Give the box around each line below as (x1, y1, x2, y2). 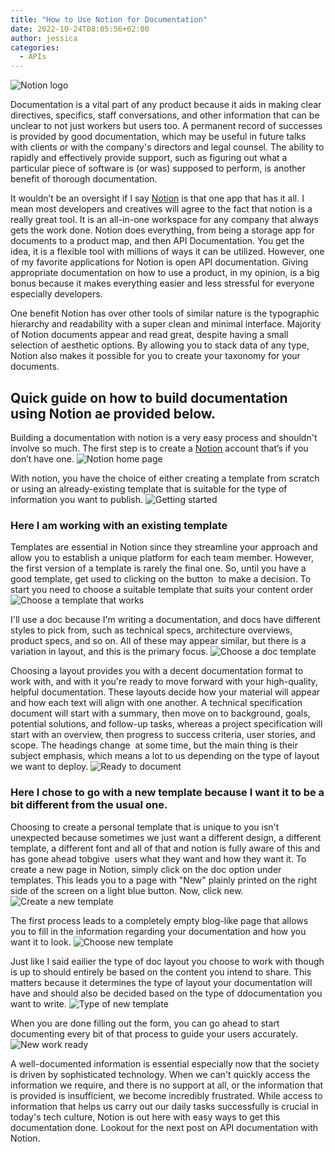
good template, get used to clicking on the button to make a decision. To (10, 573, 312, 585)
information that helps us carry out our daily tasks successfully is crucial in (10, 1100, 319, 1112)
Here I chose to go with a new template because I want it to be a (10, 786, 325, 800)
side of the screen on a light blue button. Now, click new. (10, 884, 244, 896)
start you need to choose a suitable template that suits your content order (10, 584, 314, 596)
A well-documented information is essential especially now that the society (10, 1057, 320, 1070)
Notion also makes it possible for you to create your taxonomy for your (10, 350, 301, 362)
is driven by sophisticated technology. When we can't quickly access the (10, 1068, 311, 1080)
